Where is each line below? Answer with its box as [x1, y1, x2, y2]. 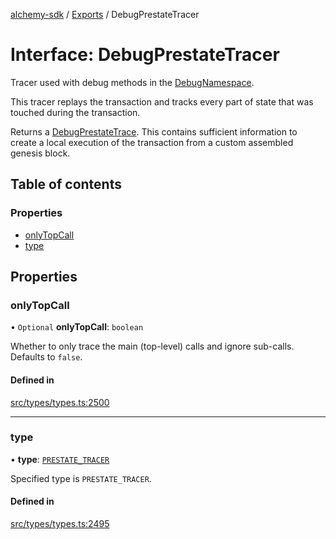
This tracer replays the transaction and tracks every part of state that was [10, 95, 314, 108]
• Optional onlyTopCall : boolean [10, 321, 144, 333]
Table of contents [10, 176, 122, 193]
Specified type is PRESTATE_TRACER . [10, 472, 152, 484]
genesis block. [10, 147, 71, 159]
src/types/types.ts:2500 [10, 396, 110, 408]
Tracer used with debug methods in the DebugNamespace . [10, 76, 255, 88]
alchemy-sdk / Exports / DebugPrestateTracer [10, 9, 200, 20]
